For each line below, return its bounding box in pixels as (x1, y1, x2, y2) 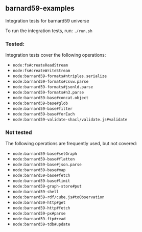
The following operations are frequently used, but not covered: (5, 141, 137, 147)
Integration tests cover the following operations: (5, 52, 106, 58)
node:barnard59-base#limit (12, 178, 70, 183)
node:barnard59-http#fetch (12, 205, 70, 211)
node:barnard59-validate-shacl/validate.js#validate (12, 117, 128, 122)
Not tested (5, 129, 32, 136)
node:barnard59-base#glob (12, 101, 68, 106)
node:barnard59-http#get (12, 200, 66, 205)
